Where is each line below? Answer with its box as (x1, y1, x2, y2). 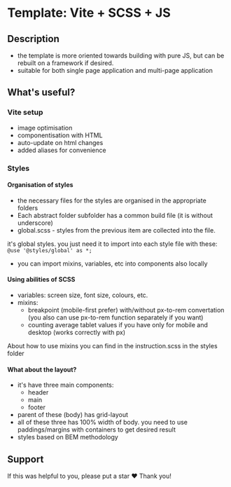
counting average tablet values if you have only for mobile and (27, 321, 208, 329)
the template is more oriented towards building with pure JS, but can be (17, 51, 225, 60)
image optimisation (17, 123, 73, 132)
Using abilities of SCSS (7, 275, 76, 284)
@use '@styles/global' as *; (7, 247, 92, 254)
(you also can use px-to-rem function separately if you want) (27, 313, 204, 322)
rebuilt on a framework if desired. (17, 59, 114, 67)
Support (7, 453, 44, 465)
